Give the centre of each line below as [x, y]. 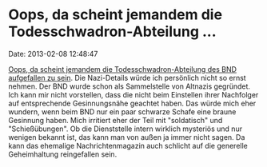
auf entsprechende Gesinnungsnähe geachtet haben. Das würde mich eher [132, 103]
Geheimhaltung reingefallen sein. [63, 154]
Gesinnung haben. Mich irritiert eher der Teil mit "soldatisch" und [116, 120]
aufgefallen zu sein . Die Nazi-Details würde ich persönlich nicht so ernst [127, 78]
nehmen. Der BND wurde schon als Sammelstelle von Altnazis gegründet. [129, 86]
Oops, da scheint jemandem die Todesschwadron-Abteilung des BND [123, 69]
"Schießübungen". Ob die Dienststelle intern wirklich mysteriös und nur [125, 129]
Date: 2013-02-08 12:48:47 [53, 54]
